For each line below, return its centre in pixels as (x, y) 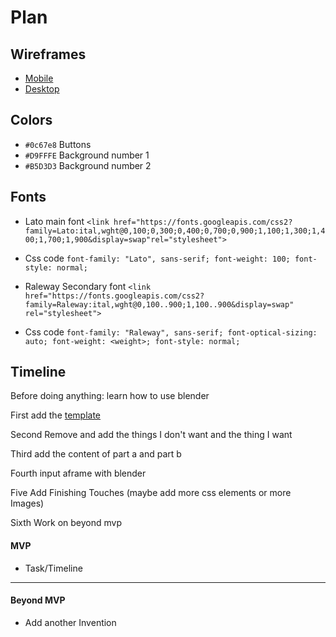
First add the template (56, 415)
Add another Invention (70, 622)
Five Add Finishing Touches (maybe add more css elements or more (151, 493)
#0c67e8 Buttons (58, 144)
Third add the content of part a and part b (96, 454)
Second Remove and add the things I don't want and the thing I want (151, 435)
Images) (27, 503)
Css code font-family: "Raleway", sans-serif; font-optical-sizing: (171, 332)
